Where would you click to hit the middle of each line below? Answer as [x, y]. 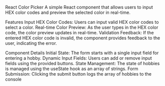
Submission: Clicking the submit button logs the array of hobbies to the [78, 74]
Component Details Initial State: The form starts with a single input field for [82, 53]
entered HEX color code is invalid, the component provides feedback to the [83, 38]
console [13, 79]
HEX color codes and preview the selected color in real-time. [68, 12]
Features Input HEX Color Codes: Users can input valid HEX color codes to [82, 22]
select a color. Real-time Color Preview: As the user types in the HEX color [82, 27]
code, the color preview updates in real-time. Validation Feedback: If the [79, 33]
